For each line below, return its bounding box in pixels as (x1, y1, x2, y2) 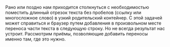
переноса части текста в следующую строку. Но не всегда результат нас (5, 25, 165, 31)
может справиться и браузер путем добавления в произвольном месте (5, 20, 161, 26)
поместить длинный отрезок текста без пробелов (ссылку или (5, 9, 142, 15)
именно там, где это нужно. (5, 36, 66, 42)
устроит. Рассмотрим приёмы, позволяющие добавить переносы (5, 31, 148, 36)
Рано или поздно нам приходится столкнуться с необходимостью (5, 4, 149, 10)
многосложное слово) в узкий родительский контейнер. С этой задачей (5, 15, 162, 20)
